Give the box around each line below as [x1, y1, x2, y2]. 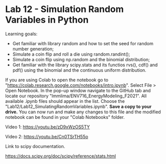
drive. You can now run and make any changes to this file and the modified [5, 109, 161, 115]
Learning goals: [5, 31, 38, 37]
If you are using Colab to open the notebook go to [5, 77, 109, 83]
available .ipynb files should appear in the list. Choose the [5, 98, 125, 104]
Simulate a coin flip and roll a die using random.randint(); [12, 51, 130, 57]
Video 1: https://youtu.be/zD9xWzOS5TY [5, 124, 90, 130]
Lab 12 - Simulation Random [5, 4, 124, 15]
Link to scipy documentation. [5, 143, 65, 149]
